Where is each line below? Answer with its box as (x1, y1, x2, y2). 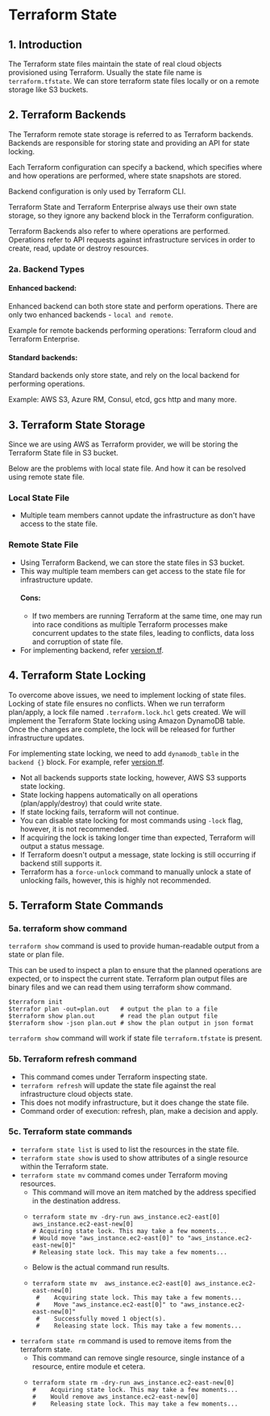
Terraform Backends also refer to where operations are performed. (8, 226, 231, 235)
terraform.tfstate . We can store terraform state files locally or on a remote (8, 77, 260, 85)
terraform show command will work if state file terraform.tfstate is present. (8, 1033, 263, 1043)
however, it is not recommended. (19, 824, 130, 833)
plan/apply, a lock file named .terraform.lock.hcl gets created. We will (8, 707, 246, 716)
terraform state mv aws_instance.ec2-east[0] (31, 1279, 192, 1287)
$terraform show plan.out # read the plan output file (8, 1012, 218, 1020)
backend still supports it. (19, 858, 102, 868)
